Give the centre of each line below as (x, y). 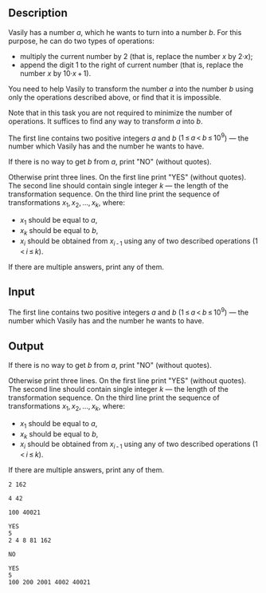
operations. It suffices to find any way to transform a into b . (106, 121)
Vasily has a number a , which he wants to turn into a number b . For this (125, 32)
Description (38, 13)
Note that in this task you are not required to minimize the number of (120, 113)
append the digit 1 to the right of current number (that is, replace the (131, 65)
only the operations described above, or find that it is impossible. (115, 97)
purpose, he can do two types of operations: (82, 41)
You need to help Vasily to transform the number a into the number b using (131, 89)
